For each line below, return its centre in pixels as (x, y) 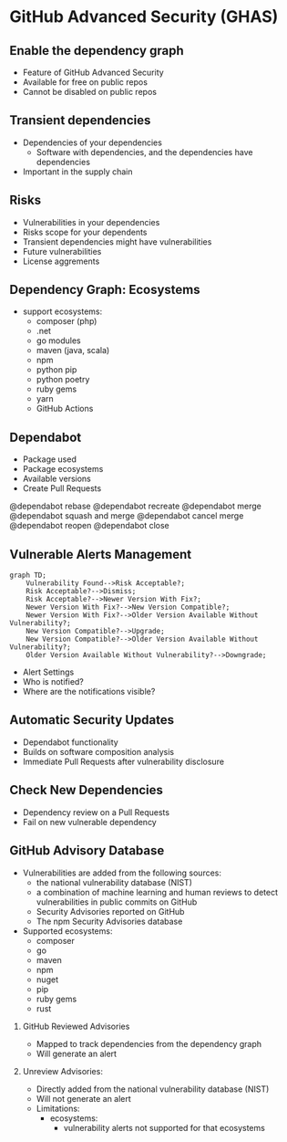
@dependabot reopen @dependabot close (90, 526)
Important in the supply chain (78, 172)
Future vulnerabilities (62, 251)
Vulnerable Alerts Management (101, 554)
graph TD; (28, 576)
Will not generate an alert (84, 1098)
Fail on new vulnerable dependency (89, 822)
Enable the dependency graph (97, 51)
